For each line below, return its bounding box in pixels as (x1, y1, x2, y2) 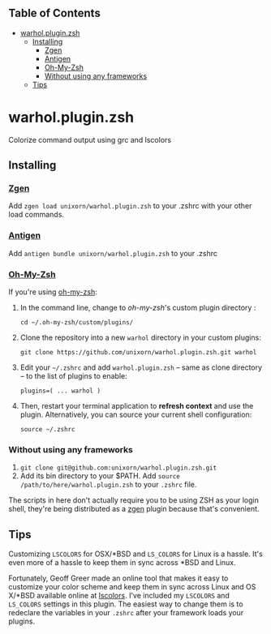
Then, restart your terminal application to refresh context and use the (19, 401, 254, 411)
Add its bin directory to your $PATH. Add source (19, 471, 180, 481)
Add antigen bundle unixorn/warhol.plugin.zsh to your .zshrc (8, 248, 217, 258)
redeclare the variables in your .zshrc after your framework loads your (8, 608, 244, 618)
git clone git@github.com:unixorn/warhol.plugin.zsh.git (19, 464, 217, 473)
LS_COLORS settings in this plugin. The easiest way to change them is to (8, 599, 243, 609)
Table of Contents (8, 6, 101, 20)
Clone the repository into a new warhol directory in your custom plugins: (19, 332, 261, 343)
